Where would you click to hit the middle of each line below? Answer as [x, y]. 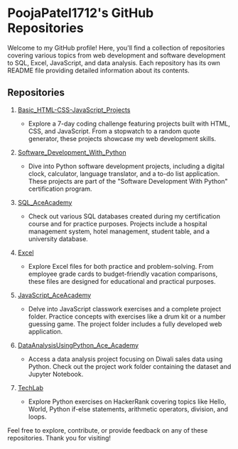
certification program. [60, 189]
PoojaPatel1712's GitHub [81, 13]
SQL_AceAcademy [45, 202]
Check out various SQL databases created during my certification [124, 216]
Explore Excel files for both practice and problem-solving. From [121, 266]
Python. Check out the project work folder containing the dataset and [130, 366]
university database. [58, 238]
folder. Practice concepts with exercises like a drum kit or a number [127, 316]
